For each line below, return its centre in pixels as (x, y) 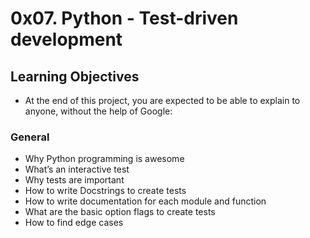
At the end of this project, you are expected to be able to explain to (162, 100)
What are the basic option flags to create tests (120, 212)
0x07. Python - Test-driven (124, 18)
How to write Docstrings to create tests (105, 191)
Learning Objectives (75, 76)
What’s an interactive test (77, 169)
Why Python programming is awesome (104, 159)
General (30, 137)
